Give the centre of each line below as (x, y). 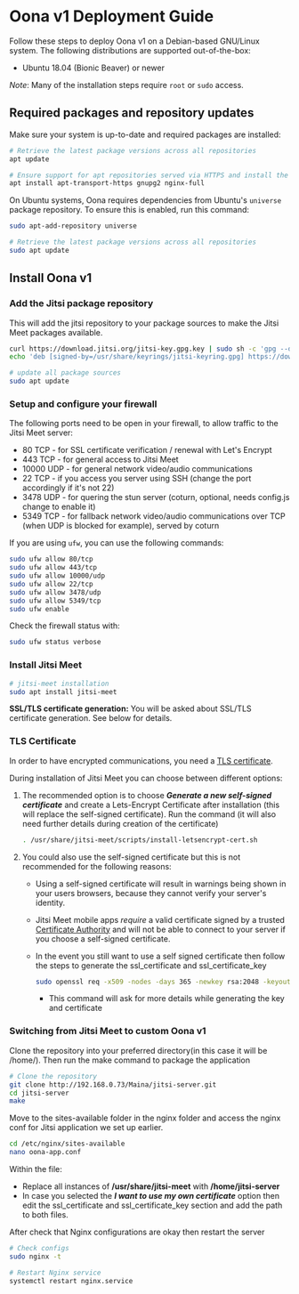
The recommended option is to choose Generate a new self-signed (147, 795)
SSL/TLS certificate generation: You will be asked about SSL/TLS (130, 708)
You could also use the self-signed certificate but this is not (131, 857)
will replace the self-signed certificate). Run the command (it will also (149, 814)
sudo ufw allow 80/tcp (51, 559)
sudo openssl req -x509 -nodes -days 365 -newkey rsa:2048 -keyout (163, 982)
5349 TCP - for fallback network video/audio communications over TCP (154, 516)
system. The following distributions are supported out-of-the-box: (130, 50)
